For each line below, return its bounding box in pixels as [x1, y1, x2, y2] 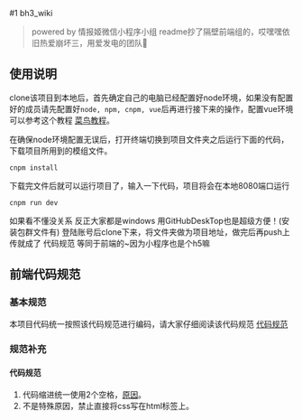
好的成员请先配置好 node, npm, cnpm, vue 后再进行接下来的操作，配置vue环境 [9, 103, 294, 114]
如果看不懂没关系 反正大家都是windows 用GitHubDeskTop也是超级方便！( [9, 215, 282, 226]
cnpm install [9, 163, 59, 173]
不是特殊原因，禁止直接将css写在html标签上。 [22, 400, 195, 411]
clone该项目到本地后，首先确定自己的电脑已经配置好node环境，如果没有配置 [9, 92, 294, 103]
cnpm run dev [9, 198, 59, 207]
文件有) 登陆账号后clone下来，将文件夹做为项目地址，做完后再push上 [32, 226, 290, 238]
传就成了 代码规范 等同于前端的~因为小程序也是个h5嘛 [9, 238, 210, 248]
